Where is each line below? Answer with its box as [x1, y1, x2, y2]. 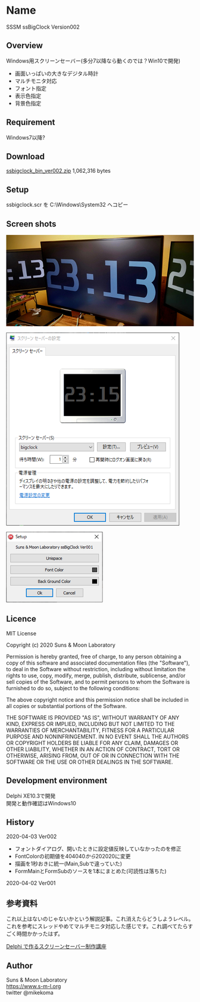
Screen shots [6, 219, 57, 229]
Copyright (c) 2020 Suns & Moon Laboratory [6, 641, 116, 649]
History [6, 817, 35, 827]
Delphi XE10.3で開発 [6, 792, 56, 799]
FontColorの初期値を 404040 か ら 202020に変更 [14, 853, 131, 860]
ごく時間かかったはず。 [6, 930, 64, 938]
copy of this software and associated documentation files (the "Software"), [6, 659, 190, 666]
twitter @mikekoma [6, 989, 54, 996]
